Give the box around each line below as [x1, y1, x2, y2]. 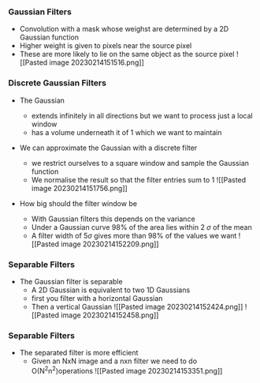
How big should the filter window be [19, 198, 138, 208]
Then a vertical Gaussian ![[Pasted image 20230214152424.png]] [31, 302, 243, 311]
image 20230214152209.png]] [61, 239, 159, 249]
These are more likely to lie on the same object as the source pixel [19, 50, 235, 59]
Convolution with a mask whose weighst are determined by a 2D [19, 24, 229, 34]
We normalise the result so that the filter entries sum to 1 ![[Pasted [31, 175, 247, 184]
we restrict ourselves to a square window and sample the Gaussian [31, 158, 250, 167]
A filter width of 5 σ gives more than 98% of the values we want [31, 231, 237, 240]
